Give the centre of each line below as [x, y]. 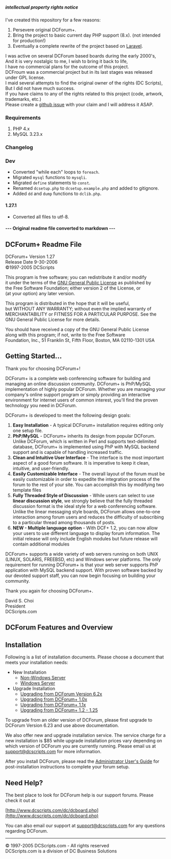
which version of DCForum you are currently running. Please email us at [81, 746]
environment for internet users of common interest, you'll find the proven [82, 400]
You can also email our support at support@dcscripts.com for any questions [85, 825]
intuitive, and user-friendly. [41, 468]
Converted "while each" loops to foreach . [56, 172]
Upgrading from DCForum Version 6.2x [61, 694]
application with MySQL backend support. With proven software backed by [84, 570]
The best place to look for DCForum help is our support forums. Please [79, 795]
